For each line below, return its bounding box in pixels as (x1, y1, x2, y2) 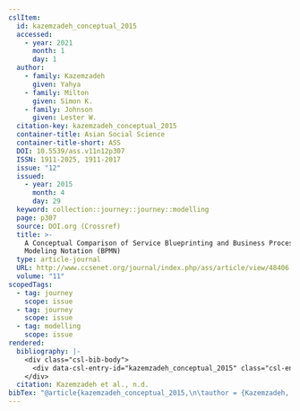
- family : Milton (24, 88, 90, 97)
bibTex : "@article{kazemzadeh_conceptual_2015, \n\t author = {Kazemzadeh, (8, 389, 290, 398)
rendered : (8, 338, 46, 347)
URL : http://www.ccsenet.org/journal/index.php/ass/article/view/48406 (16, 264, 290, 273)
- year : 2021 (24, 38, 73, 48)
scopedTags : (8, 280, 53, 289)
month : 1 (31, 47, 65, 56)
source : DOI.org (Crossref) (16, 222, 122, 231)
